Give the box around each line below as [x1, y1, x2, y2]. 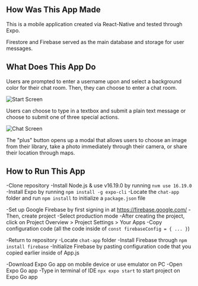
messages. [6, 45, 33, 52]
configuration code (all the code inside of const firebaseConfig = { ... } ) [6, 225, 190, 232]
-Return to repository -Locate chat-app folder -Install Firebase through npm [6, 237, 187, 244]
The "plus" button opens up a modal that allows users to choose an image [6, 136, 187, 143]
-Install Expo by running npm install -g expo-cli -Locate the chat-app [6, 188, 180, 196]
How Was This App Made [6, 5, 101, 15]
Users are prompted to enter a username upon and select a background [6, 77, 182, 85]
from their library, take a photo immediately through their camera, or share [6, 143, 188, 150]
